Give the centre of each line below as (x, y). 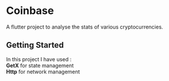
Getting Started (35, 45)
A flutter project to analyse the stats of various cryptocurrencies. (85, 27)
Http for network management (43, 72)
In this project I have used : (39, 59)
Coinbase (30, 11)
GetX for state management (40, 65)
